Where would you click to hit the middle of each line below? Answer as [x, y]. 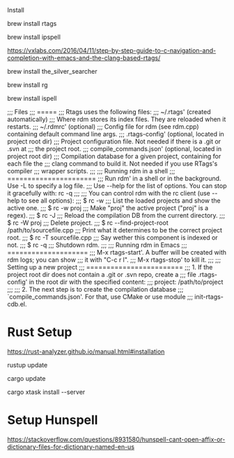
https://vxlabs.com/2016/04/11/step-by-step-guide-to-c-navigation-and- [112, 50]
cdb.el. [17, 304]
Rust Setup [40, 332]
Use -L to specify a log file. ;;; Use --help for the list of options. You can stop [117, 186]
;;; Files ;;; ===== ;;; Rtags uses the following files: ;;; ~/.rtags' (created [109, 112]
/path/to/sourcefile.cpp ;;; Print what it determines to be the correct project [115, 230]
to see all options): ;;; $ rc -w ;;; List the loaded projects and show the [121, 200]
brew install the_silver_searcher [52, 71]
